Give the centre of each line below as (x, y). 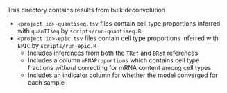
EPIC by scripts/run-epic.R (57, 45)
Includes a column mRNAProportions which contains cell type (113, 60)
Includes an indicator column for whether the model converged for (123, 75)
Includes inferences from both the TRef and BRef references (113, 53)
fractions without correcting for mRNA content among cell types (119, 68)
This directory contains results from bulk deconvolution (86, 10)
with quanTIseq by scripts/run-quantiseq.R (79, 31)
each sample (46, 82)
